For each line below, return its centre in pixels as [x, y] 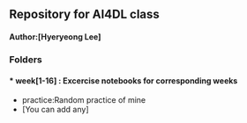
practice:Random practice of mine [84, 100]
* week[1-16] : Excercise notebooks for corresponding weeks [123, 80]
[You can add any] [55, 110]
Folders [26, 59]
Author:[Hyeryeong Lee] [55, 36]
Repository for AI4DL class [85, 14]
